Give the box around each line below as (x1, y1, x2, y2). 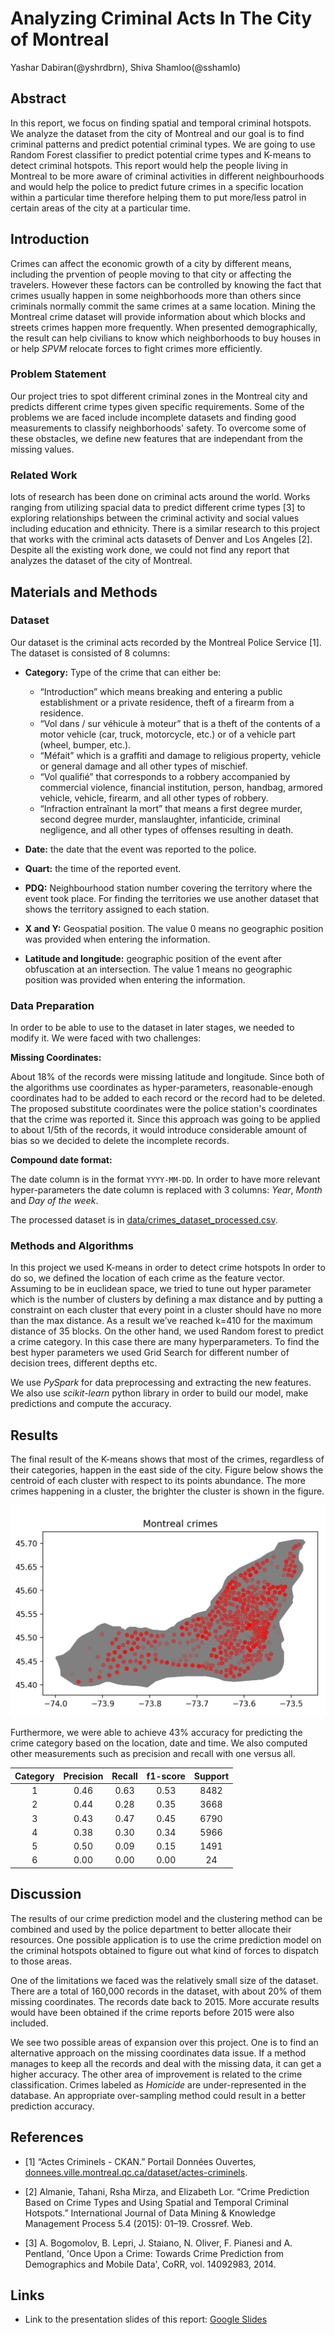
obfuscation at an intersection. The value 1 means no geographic (24, 963, 293, 975)
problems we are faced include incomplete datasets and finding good (10, 411, 297, 423)
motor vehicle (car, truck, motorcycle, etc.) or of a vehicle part (39, 728, 296, 740)
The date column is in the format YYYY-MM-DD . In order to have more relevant (10, 1173, 321, 1186)
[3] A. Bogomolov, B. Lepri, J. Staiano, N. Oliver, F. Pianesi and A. (24, 2237, 293, 2249)
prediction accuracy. (10, 2100, 95, 2112)
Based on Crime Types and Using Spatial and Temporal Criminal (24, 2196, 289, 2208)
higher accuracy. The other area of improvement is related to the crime (10, 2068, 303, 2080)
